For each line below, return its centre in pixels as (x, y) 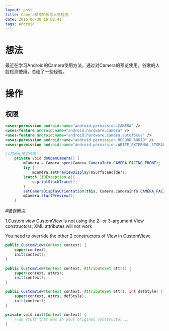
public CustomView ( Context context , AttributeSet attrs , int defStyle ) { (84, 292)
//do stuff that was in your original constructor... (72, 319)
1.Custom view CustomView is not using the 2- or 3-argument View (75, 221)
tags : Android (20, 24)
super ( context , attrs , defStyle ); (50, 296)
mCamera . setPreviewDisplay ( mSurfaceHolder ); (79, 173)
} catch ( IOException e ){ (49, 177)
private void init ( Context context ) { (46, 315)
